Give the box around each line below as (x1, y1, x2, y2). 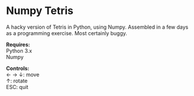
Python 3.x (6, 47, 32, 54)
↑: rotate (6, 77, 28, 84)
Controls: (6, 64, 30, 71)
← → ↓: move (6, 71, 40, 78)
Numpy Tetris (6, 4, 74, 18)
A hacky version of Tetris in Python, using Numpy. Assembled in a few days (6, 23, 189, 30)
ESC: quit (6, 83, 29, 90)
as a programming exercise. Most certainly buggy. (6, 29, 128, 36)
